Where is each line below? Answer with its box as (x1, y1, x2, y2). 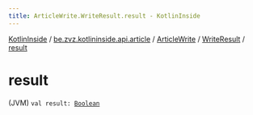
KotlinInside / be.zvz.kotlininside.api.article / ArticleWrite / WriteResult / (8, 34, 245, 44)
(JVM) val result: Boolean (8, 98, 100, 108)
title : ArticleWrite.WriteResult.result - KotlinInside (8, 11, 200, 20)
